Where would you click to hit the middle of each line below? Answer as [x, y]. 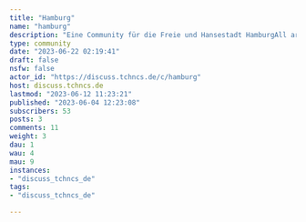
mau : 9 [22, 161]
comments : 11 [34, 128]
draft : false [34, 60]
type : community [40, 43]
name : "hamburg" [40, 26]
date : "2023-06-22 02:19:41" [65, 52]
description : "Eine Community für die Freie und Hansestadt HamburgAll [148, 35]
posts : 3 [26, 119]
